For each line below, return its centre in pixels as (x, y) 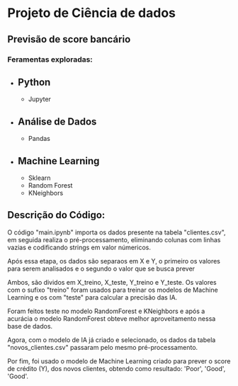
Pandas (39, 139)
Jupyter (40, 99)
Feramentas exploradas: (50, 59)
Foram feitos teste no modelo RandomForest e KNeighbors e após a (106, 311)
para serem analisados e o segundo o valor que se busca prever (101, 268)
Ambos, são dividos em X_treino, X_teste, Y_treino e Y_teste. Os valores (112, 282)
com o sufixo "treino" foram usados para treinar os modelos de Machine (113, 290)
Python (34, 82)
